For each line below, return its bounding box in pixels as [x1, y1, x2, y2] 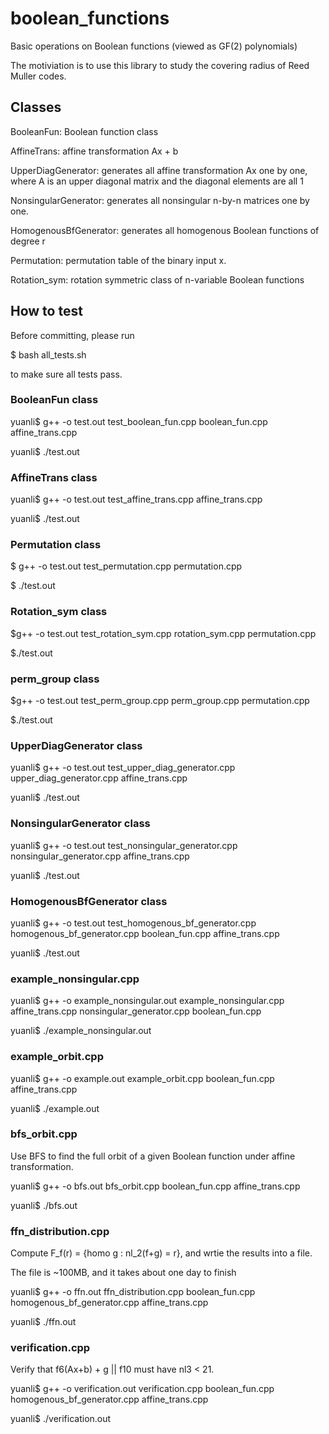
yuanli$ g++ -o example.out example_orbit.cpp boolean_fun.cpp [10, 1072, 275, 1084]
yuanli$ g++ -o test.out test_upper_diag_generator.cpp [10, 762, 236, 774]
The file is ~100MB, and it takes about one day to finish [10, 1267, 237, 1279]
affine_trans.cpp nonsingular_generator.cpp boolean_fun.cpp [10, 1005, 262, 1017]
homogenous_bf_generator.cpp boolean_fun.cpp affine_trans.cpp [10, 927, 280, 939]
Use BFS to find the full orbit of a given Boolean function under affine [10, 1150, 296, 1162]
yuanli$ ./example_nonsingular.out [10, 1025, 152, 1037]
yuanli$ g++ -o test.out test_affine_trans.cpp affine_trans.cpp [10, 493, 263, 506]
